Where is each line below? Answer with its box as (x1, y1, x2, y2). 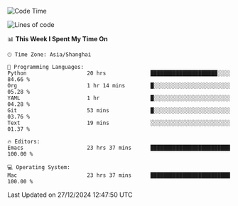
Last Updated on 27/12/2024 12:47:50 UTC (7, 190, 133, 199)
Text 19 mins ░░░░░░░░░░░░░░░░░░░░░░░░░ (7, 119, 231, 126)
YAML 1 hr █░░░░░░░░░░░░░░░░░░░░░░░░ (7, 94, 231, 102)
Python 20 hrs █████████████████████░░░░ (7, 70, 231, 77)
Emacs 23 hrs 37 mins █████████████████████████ (7, 144, 231, 151)
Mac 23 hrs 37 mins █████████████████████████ (7, 172, 231, 179)
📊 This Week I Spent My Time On (7, 35, 108, 43)
